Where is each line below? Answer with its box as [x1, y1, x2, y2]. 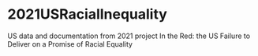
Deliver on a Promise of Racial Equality [7, 39, 133, 48]
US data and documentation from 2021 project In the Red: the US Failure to [7, 31, 250, 40]
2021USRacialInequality [7, 5, 167, 23]
